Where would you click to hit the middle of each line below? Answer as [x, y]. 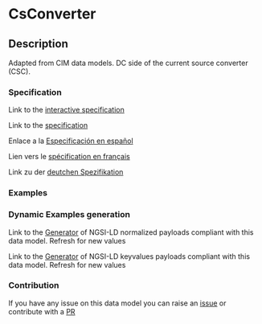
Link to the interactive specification [66, 110]
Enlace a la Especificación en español [71, 141]
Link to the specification [48, 125]
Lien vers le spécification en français [69, 157]
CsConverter [52, 14]
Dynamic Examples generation [70, 215]
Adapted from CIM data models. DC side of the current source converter [128, 63]
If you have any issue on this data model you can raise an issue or [117, 303]
